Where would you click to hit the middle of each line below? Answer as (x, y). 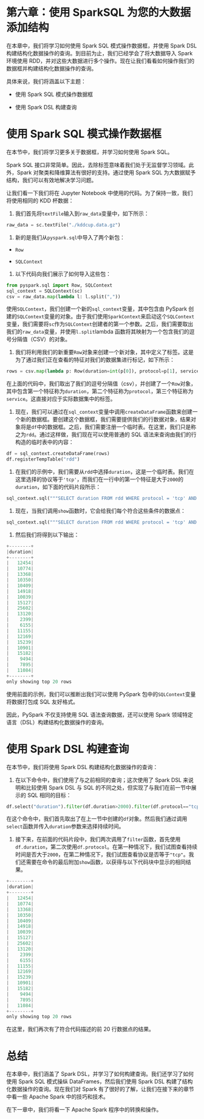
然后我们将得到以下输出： (47, 535)
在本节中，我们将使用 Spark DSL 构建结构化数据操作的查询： (82, 767)
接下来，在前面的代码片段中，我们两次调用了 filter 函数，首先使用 (98, 840)
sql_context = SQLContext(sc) (45, 291)
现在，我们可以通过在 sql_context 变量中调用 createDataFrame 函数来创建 (104, 412)
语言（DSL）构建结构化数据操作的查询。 (57, 722)
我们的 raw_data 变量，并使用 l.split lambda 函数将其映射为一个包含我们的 (98, 332)
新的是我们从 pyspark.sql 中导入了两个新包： (70, 237)
